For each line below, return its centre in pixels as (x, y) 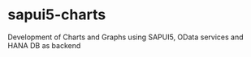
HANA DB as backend (44, 45)
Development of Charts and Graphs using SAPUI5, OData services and (125, 37)
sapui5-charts (57, 15)
